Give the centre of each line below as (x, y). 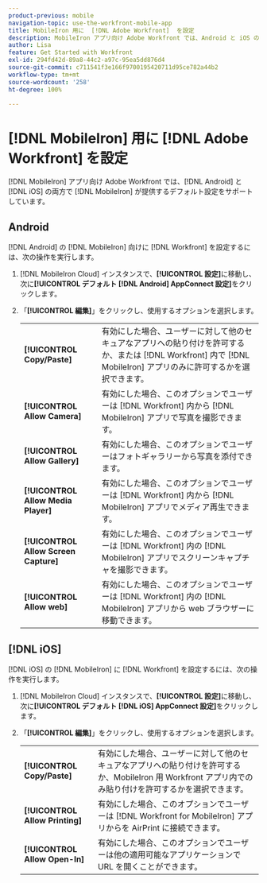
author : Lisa (30, 45)
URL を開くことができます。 (150, 866)
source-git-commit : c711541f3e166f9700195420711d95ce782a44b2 (113, 68)
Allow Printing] (52, 820)
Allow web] (46, 607)
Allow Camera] (52, 416)
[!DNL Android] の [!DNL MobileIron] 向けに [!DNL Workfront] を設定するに (130, 247)
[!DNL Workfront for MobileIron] (175, 815)
